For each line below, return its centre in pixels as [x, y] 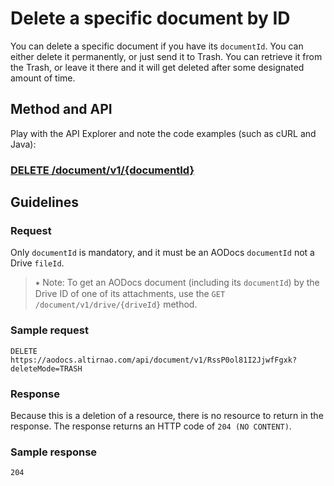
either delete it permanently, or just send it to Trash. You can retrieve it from [166, 56]
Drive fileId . [37, 263]
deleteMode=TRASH [46, 368]
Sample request [49, 330]
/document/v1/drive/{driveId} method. [116, 304]
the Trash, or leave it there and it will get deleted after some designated [157, 67]
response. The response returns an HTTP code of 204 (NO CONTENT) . [151, 426]
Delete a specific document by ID [150, 18]
